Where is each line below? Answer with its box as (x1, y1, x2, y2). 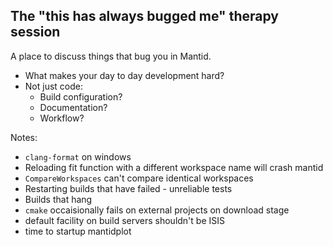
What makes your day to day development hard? (24, 69, 225, 81)
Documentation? (39, 101, 108, 113)
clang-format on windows (24, 150, 132, 163)
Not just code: (24, 80, 83, 92)
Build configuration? (39, 90, 123, 103)
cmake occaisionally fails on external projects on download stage (24, 204, 290, 216)
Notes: (10, 131, 38, 143)
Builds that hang (24, 193, 93, 205)
